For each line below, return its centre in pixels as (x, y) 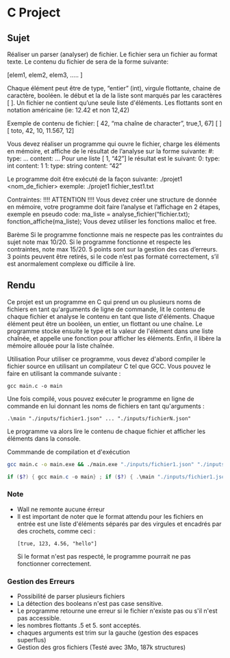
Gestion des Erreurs (41, 581)
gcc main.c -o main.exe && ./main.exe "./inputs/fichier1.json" (101, 464)
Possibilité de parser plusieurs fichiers (71, 596)
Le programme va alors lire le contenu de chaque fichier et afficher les (106, 431)
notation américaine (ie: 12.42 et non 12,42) (68, 110)
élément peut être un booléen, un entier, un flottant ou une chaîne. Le (105, 324)
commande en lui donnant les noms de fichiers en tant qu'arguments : (106, 406)
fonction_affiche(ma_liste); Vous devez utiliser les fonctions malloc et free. (112, 221)
